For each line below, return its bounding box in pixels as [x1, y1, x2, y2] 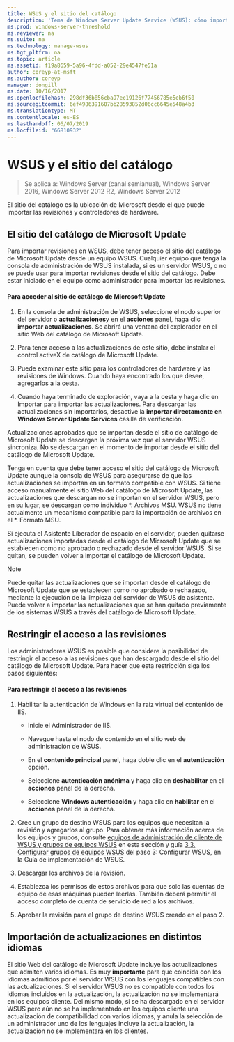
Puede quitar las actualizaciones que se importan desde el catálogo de [7, 579, 211, 587]
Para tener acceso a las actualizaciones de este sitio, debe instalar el [17, 343, 216, 352]
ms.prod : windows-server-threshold [7, 23, 111, 30]
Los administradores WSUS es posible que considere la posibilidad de [7, 647, 209, 655]
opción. [27, 763, 50, 772]
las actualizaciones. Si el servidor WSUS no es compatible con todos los [7, 983, 214, 991]
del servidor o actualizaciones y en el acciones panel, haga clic [17, 315, 201, 324]
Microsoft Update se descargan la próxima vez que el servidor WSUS [7, 436, 207, 444]
